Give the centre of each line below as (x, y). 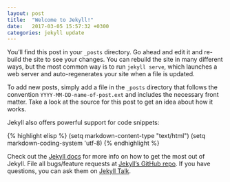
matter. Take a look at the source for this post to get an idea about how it (110, 102)
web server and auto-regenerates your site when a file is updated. (101, 74)
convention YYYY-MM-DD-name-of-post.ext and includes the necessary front (113, 95)
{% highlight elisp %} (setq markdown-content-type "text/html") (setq (106, 136)
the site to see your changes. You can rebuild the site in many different (123, 60)
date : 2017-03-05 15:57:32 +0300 (58, 26)
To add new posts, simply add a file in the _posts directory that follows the (113, 87)
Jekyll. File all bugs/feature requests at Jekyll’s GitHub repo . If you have (109, 164)
